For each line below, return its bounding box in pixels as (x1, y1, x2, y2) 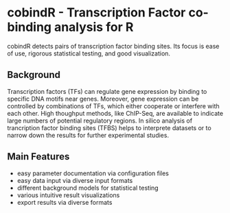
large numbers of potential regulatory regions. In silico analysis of (7, 116, 193, 125)
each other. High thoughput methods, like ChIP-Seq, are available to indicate (7, 109, 224, 117)
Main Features (7, 151, 70, 162)
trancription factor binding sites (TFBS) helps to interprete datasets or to (7, 123, 211, 131)
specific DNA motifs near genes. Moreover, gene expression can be (7, 95, 199, 103)
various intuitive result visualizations (16, 190, 120, 199)
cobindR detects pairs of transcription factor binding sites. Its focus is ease (7, 42, 220, 50)
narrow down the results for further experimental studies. (7, 131, 170, 139)
